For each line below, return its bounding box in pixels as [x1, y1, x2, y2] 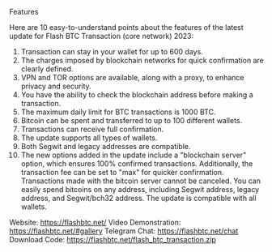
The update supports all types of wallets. [20, 133, 158, 143]
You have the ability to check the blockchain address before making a [20, 90, 253, 100]
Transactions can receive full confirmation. [20, 125, 164, 134]
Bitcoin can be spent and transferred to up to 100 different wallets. [20, 116, 243, 125]
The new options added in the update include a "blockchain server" [20, 150, 247, 160]
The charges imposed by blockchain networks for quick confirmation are [20, 56, 264, 65]
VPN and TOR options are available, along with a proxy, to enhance [20, 73, 245, 82]
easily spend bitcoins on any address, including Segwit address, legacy [20, 185, 260, 194]
